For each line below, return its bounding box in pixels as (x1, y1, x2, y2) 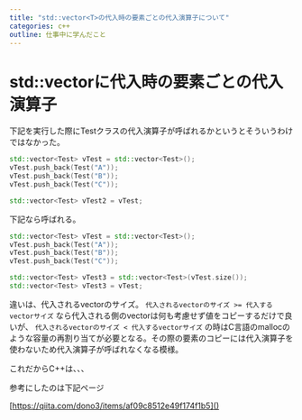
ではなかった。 (9, 137, 65, 148)
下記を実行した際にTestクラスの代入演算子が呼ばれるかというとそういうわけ (9, 125, 294, 136)
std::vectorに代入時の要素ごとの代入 (9, 71, 284, 92)
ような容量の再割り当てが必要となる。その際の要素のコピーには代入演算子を (9, 333, 294, 343)
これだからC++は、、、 (9, 362, 89, 374)
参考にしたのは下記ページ (9, 382, 105, 393)
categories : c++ (9, 22, 70, 31)
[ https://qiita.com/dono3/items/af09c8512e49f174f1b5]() (9, 400, 219, 411)
